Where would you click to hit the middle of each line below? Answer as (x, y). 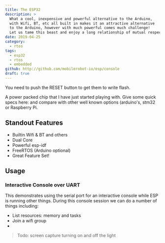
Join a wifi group (29, 221)
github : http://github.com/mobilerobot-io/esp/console (62, 69)
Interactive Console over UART (43, 185)
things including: (22, 206)
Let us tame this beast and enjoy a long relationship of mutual (78, 32)
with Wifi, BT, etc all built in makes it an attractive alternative (82, 23)
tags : (11, 51)
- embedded (21, 64)
